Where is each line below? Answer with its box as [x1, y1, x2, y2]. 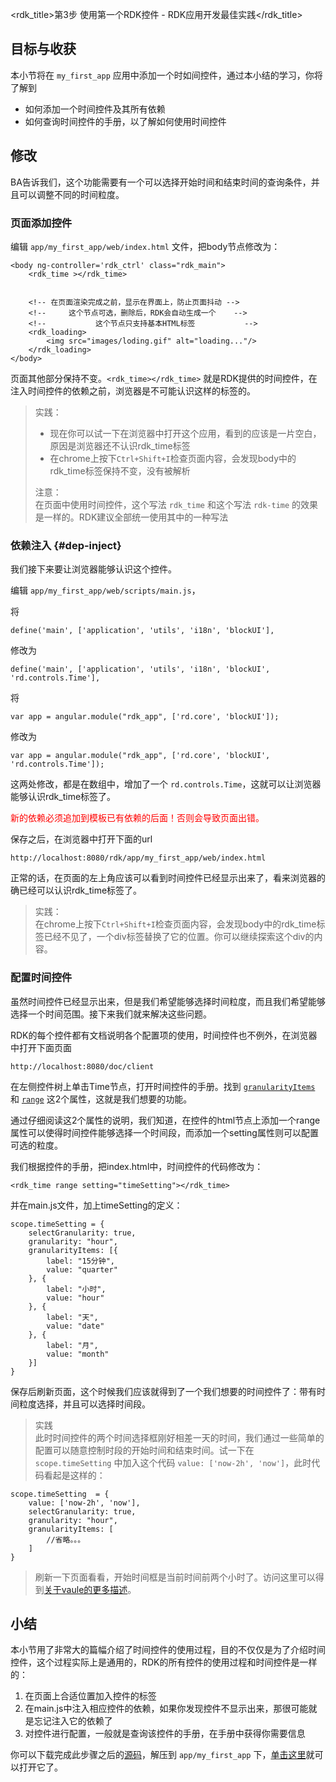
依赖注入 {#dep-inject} [10, 538, 122, 552]
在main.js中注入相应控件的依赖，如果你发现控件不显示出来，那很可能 [24, 1703, 309, 1715]
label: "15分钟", [46, 1256, 115, 1266]
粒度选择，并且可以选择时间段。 [18, 1398, 151, 1410]
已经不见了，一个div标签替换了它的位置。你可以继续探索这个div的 [43, 931, 315, 943]
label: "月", [46, 1340, 99, 1350]
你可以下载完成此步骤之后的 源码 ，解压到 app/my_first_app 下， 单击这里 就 [10, 1749, 315, 1761]
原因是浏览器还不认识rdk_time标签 [49, 439, 191, 452]
